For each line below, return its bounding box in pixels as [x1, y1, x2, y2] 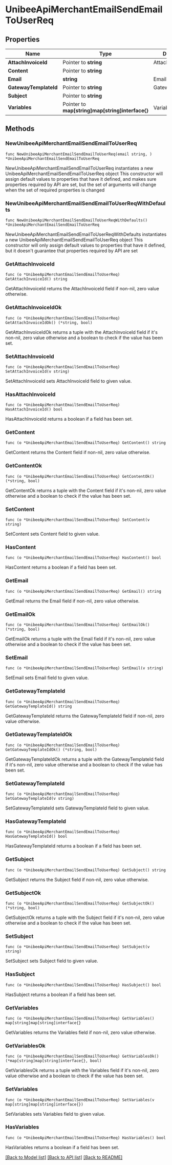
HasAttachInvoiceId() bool [5, 407, 63, 412]
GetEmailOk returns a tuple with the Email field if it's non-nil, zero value [5, 635, 156, 642]
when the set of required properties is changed [5, 186, 105, 193]
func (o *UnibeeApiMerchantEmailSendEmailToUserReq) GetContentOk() [5, 474, 155, 479]
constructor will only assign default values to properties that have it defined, [5, 242, 166, 248]
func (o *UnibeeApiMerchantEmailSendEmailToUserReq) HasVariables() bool [5, 1135, 166, 1140]
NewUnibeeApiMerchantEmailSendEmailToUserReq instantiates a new [5, 165, 154, 171]
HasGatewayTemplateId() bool [5, 834, 68, 839]
